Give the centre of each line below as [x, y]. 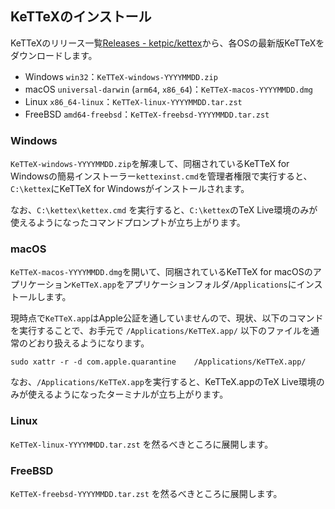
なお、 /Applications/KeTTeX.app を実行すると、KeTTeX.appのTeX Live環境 [163, 382]
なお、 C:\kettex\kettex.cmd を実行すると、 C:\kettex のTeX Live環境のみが [164, 210]
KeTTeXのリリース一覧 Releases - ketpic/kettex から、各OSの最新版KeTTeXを [167, 43]
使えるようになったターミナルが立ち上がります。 [128, 394]
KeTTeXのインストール [81, 17]
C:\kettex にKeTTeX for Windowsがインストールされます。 [130, 189]
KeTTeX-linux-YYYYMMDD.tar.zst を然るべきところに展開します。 [142, 444]
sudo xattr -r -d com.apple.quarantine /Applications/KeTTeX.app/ [158, 362]
